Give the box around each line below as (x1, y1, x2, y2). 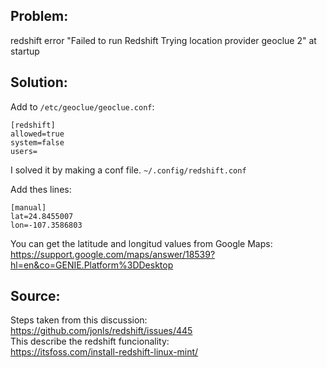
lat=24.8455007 (10, 211, 74, 221)
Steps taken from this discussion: (10, 314, 148, 326)
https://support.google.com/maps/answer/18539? (10, 248, 216, 260)
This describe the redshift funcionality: (10, 335, 170, 348)
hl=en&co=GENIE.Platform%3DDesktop (10, 259, 174, 271)
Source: (10, 288, 61, 305)
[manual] (10, 202, 47, 213)
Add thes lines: (10, 183, 72, 195)
